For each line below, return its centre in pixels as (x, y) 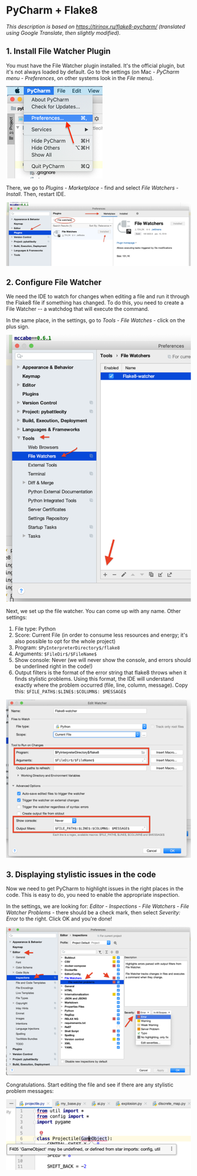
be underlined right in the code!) (53, 667)
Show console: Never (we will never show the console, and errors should (103, 660)
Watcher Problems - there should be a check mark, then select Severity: (93, 913)
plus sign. (18, 327)
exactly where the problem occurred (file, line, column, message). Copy (101, 685)
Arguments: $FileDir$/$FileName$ (56, 654)
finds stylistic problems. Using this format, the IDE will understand (94, 679)
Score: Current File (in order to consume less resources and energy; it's (101, 635)
